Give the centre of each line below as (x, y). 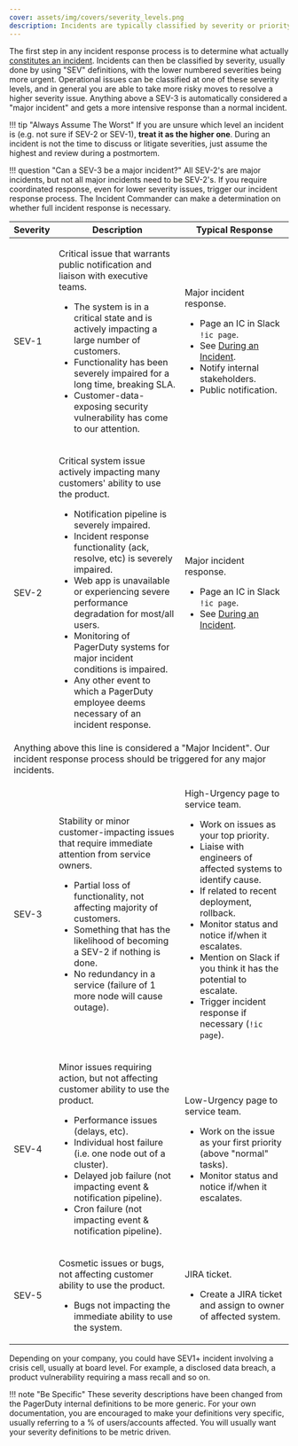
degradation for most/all (124, 614)
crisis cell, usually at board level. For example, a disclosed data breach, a (143, 1367)
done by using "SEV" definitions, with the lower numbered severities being (145, 70)
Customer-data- (109, 395)
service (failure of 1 (115, 985)
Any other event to (112, 680)
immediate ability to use (123, 1316)
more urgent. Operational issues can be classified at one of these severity (144, 79)
